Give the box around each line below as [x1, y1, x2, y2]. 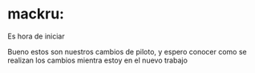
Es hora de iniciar [7, 31, 65, 41]
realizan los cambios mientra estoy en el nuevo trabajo [7, 55, 188, 65]
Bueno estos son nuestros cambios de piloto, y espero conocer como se [7, 47, 247, 56]
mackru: [7, 5, 65, 23]
